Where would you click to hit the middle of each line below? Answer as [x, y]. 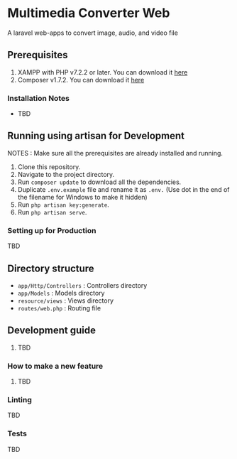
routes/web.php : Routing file [59, 308]
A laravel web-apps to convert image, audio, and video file [93, 33]
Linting [20, 400]
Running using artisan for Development [96, 136]
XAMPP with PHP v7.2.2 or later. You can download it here [103, 72]
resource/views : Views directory [66, 301]
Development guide [52, 331]
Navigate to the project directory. [66, 174]
